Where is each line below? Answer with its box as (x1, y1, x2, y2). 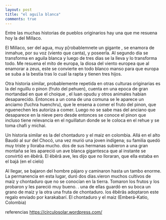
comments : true (5, 16, 37, 21)
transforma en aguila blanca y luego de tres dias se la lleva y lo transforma (5, 55, 157, 61)
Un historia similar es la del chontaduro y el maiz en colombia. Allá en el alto (5, 132, 160, 138)
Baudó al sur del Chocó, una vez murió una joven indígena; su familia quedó (5, 137, 160, 143)
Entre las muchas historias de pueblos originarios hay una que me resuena (5, 30, 158, 36)
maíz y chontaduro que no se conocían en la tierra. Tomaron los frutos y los (5, 178, 160, 184)
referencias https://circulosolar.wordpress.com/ (5, 209, 103, 215)
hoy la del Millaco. (5, 35, 42, 41)
